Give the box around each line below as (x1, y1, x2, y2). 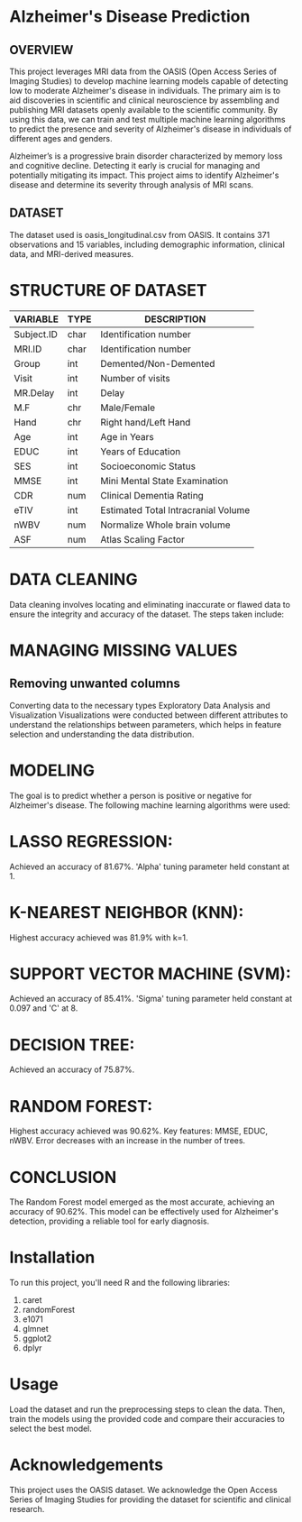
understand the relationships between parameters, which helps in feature (9, 719, 282, 729)
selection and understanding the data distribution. (9, 729, 195, 739)
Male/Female (100, 401, 156, 414)
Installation (9, 1247, 96, 1268)
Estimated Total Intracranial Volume (100, 503, 251, 516)
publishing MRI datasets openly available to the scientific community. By (9, 105, 278, 115)
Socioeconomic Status (100, 460, 197, 472)
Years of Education (100, 445, 181, 457)
